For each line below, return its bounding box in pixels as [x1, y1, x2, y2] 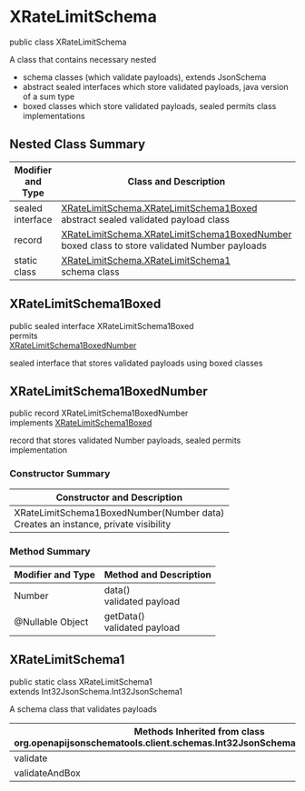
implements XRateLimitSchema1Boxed [9, 417, 152, 428]
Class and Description [127, 175, 226, 187]
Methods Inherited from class [133, 725, 265, 737]
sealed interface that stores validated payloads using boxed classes [9, 357, 263, 368]
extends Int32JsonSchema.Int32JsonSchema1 [9, 686, 183, 696]
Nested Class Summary [9, 136, 146, 152]
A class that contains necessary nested [9, 54, 157, 65]
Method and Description [103, 568, 212, 581]
